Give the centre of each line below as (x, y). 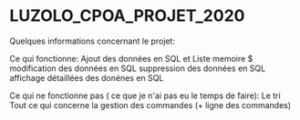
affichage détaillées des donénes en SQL (87, 77)
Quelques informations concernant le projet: (93, 41)
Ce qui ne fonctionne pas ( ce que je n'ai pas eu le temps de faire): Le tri (145, 95)
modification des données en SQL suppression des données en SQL (138, 68)
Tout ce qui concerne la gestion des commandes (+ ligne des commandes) (150, 105)
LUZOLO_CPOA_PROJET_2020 (127, 16)
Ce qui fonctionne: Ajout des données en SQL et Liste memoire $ (131, 58)
